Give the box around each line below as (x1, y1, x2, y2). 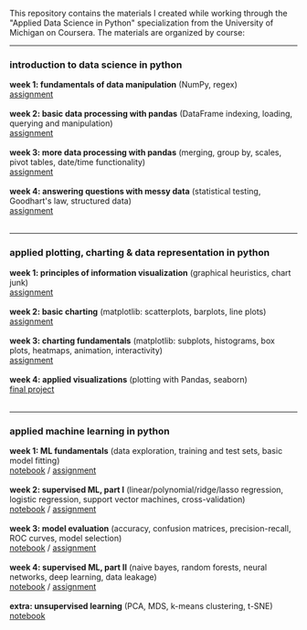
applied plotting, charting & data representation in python (9, 247, 270, 259)
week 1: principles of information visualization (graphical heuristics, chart (9, 267, 291, 278)
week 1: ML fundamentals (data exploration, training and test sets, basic (9, 445, 283, 456)
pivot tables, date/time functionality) (9, 157, 146, 168)
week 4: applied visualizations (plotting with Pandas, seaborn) (9, 373, 249, 384)
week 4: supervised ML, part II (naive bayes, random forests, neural (9, 562, 268, 572)
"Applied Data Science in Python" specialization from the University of (9, 17, 274, 28)
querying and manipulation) (9, 118, 113, 129)
